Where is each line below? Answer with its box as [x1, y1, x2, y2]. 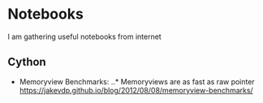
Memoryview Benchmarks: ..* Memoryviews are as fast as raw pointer [19, 76, 255, 86]
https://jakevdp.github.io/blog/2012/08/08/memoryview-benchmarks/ [19, 85, 253, 95]
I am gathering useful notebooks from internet [7, 32, 162, 41]
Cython [7, 55, 46, 69]
